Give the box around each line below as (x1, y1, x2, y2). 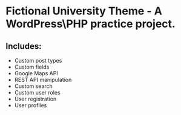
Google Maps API (14, 70, 58, 76)
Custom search (14, 82, 53, 90)
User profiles (14, 102, 47, 109)
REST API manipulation (14, 76, 72, 83)
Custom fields (14, 63, 50, 70)
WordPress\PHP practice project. (5, 17, 176, 31)
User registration (14, 95, 57, 102)
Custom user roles (14, 89, 61, 96)
